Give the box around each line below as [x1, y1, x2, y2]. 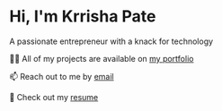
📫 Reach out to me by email [9, 71, 114, 81]
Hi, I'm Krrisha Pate [9, 6, 156, 27]
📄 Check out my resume [9, 91, 99, 102]
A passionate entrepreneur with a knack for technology [9, 36, 214, 47]
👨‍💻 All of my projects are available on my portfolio [9, 53, 194, 64]
